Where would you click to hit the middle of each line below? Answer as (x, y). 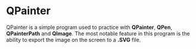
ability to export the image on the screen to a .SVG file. (74, 40)
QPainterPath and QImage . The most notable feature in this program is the (98, 33)
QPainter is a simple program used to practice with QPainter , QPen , (89, 27)
